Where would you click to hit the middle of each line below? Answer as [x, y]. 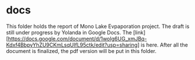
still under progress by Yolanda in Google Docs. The [69, 32]
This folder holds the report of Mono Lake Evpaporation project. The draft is [98, 26]
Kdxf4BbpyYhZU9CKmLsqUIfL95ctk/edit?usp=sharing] [73, 45]
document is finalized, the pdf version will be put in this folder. [81, 51]
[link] [139, 32]
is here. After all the [164, 45]
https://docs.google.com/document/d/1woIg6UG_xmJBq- [78, 38]
